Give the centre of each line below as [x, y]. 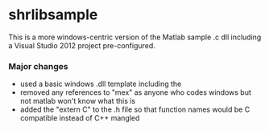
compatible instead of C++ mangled [80, 118]
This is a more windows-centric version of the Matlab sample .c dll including [135, 37]
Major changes [38, 66]
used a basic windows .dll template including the [101, 84]
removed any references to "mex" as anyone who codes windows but [136, 92]
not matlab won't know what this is [77, 101]
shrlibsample [53, 15]
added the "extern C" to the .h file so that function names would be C [135, 109]
